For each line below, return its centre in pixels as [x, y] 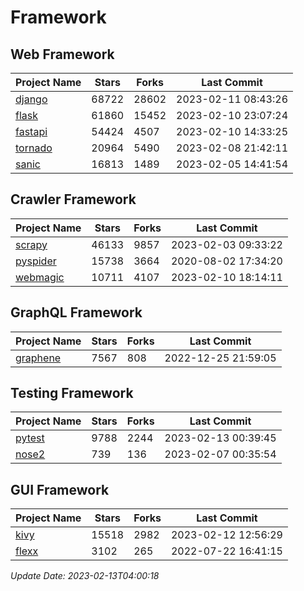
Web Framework [62, 54]
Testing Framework [72, 393]
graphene [38, 358]
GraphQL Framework [76, 312]
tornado [34, 148]
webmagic [40, 277]
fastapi [31, 131]
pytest [30, 438]
